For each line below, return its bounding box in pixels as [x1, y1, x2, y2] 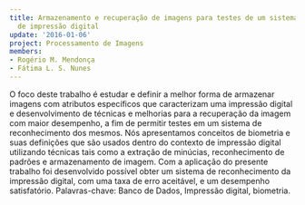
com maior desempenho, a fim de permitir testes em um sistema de [9, 117, 262, 128]
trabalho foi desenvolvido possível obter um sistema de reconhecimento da [9, 165, 291, 177]
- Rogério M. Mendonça [9, 55, 95, 64]
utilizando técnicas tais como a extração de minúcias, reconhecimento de [9, 146, 285, 157]
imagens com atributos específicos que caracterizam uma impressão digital [9, 98, 293, 109]
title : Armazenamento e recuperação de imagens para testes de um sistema [9, 13, 299, 23]
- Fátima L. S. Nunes [9, 64, 92, 73]
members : [9, 47, 43, 56]
